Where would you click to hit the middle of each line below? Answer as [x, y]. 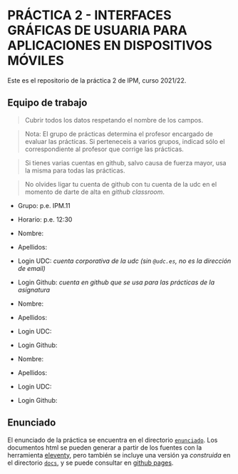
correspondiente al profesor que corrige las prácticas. [104, 149]
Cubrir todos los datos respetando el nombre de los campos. [114, 120]
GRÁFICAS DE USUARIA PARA [97, 30]
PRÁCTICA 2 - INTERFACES [89, 15]
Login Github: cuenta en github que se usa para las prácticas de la [116, 282]
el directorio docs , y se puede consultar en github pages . [90, 463]
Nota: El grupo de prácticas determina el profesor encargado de [119, 134]
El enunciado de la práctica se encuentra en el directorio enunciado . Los [113, 440]
